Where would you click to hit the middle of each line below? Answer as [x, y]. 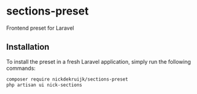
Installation [28, 47]
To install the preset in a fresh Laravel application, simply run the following [99, 61]
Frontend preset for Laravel [40, 28]
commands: [21, 68]
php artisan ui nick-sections [44, 85]
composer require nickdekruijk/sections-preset [67, 79]
